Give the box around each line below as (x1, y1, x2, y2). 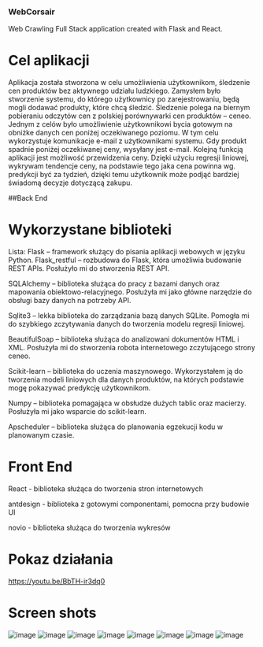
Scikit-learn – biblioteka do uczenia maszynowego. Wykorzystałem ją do (8, 367, 243, 376)
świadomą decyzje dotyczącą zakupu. (8, 178, 132, 187)
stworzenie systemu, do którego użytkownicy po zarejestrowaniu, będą (8, 94, 240, 104)
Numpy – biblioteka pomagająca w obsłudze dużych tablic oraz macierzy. (8, 398, 246, 408)
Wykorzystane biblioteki (8, 221, 172, 238)
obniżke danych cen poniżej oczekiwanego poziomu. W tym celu (8, 128, 219, 138)
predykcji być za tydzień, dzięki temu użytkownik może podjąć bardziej (8, 170, 239, 179)
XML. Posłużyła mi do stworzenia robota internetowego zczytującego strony (8, 343, 256, 353)
